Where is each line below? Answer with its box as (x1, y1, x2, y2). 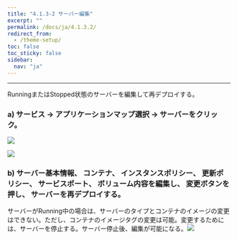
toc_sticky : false (7, 50, 62, 57)
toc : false (7, 43, 40, 50)
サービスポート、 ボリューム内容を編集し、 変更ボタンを (38, 178, 230, 188)
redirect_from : (7, 30, 52, 37)
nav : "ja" (13, 63, 42, 70)
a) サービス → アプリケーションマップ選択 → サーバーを (7, 109, 196, 119)
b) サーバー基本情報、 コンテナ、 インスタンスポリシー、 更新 (7, 168, 217, 177)
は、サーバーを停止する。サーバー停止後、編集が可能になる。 (7, 224, 188, 233)
